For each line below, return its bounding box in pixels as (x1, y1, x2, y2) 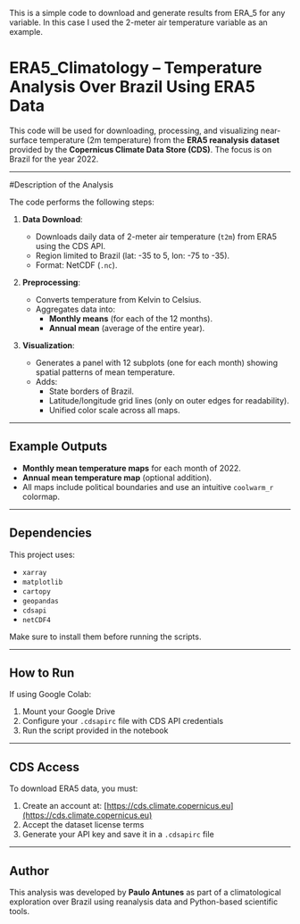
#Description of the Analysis (9, 179, 114, 190)
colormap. (21, 491, 61, 502)
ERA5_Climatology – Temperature (9, 58, 262, 79)
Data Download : (21, 213, 83, 224)
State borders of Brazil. (48, 386, 135, 396)
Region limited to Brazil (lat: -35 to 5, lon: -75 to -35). (35, 250, 230, 261)
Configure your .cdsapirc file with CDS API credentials (21, 716, 224, 727)
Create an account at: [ (21, 801, 107, 812)
